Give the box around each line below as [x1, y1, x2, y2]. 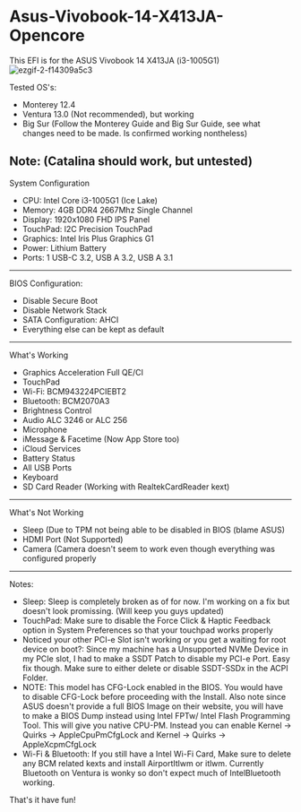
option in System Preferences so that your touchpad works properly [21, 625, 273, 635]
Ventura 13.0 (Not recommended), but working [21, 108, 194, 119]
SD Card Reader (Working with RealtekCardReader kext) [21, 481, 230, 492]
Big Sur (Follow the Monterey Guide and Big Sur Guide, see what [21, 118, 262, 129]
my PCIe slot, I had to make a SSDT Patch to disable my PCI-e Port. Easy [21, 652, 291, 664]
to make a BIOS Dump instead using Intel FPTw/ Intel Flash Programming [21, 710, 291, 721]
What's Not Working [9, 506, 84, 517]
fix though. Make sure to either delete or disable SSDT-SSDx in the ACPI [21, 662, 288, 673]
